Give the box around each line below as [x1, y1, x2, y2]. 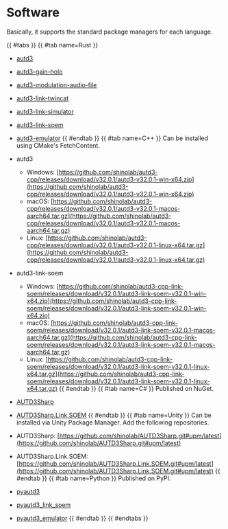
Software [6, 5, 60, 21]
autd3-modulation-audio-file [16, 80, 97, 89]
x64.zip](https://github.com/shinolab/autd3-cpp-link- [26, 297, 177, 305]
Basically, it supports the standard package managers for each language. [6, 27, 213, 36]
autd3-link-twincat [16, 94, 69, 102]
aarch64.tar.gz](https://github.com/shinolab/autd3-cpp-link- [26, 333, 198, 341]
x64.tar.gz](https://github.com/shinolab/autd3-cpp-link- [26, 370, 185, 378]
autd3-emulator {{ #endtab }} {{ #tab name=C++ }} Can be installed [16, 134, 209, 142]
